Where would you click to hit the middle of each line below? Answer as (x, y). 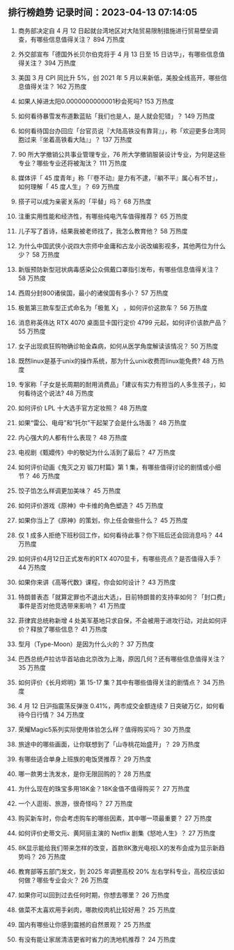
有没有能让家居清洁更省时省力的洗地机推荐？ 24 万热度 (97, 939)
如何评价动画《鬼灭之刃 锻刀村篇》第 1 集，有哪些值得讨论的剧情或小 (116, 467)
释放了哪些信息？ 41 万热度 (69, 629)
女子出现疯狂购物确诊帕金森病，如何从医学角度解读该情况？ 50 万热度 (118, 346)
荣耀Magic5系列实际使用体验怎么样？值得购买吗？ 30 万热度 (104, 729)
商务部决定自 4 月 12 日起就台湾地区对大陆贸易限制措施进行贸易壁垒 (115, 31)
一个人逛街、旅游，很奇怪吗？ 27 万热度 (75, 803)
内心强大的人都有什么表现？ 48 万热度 (72, 437)
